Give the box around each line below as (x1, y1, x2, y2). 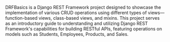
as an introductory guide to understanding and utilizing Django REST (5, 20, 148, 26)
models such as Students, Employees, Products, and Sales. (5, 31, 129, 37)
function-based (5, 15, 38, 21)
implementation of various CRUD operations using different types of (5, 10, 147, 16)
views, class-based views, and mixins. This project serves (38, 15, 160, 21)
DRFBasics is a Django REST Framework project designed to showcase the (5, 5, 161, 10)
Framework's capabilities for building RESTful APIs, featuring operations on (5, 26, 162, 32)
